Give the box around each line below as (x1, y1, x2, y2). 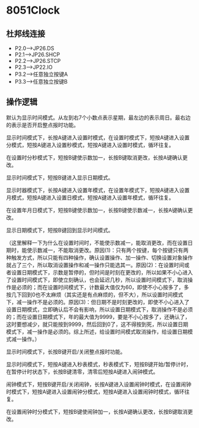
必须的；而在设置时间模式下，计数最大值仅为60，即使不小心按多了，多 (16, 283, 190, 290)
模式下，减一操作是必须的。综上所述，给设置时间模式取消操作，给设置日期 (6, 328, 188, 335)
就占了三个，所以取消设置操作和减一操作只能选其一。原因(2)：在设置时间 (6, 261, 185, 269)
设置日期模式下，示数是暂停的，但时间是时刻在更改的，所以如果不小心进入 (11, 269, 193, 276)
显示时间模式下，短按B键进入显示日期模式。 (6, 174, 114, 181)
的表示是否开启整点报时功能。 (6, 121, 79, 128)
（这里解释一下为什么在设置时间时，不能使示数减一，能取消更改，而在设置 (6, 239, 188, 246)
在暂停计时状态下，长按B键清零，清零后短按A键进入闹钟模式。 (6, 368, 159, 375)
